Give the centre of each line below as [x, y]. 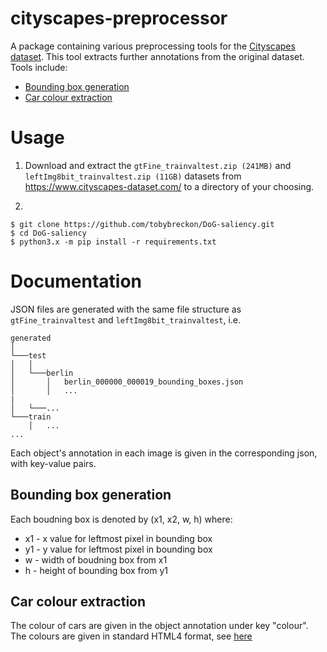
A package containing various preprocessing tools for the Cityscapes [153, 46]
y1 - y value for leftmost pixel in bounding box [118, 549]
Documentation [76, 281]
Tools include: [39, 67]
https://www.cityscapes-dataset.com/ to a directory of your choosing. [169, 186]
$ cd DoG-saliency [48, 233]
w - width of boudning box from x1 [96, 559]
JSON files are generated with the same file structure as [126, 309]
